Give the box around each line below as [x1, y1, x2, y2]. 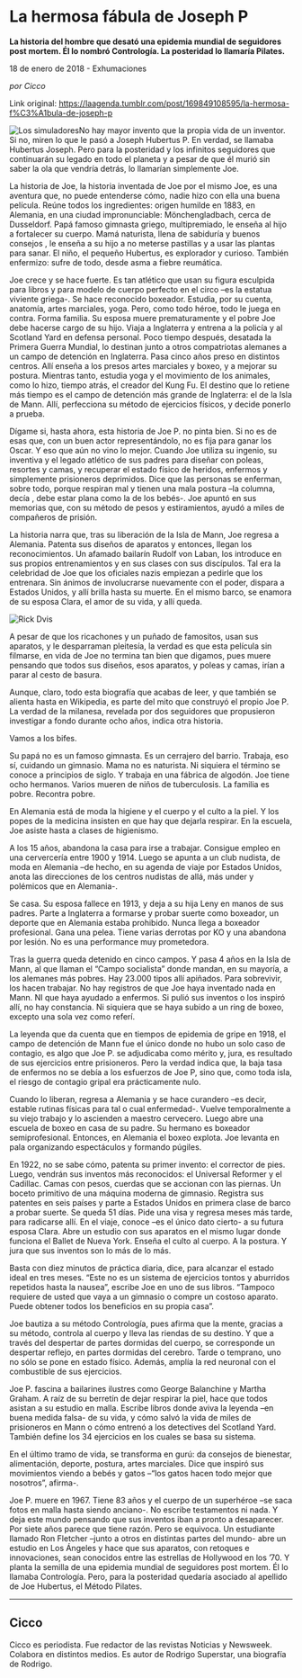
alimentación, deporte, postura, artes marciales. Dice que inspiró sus [9, 1458, 264, 1468]
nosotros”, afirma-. [9, 1477, 79, 1488]
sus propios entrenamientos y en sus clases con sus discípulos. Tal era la [9, 558, 281, 569]
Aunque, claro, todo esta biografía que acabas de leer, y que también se [9, 686, 277, 697]
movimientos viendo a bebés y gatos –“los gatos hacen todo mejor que [9, 1467, 272, 1478]
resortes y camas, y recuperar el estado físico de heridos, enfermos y [9, 463, 268, 474]
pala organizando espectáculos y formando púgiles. [9, 1141, 202, 1153]
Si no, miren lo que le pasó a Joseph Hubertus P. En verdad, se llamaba [9, 134, 274, 145]
